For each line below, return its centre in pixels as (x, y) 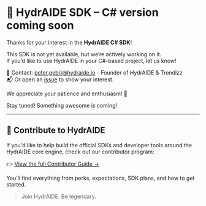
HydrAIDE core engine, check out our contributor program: (80, 152)
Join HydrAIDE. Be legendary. (59, 196)
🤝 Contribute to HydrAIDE (56, 131)
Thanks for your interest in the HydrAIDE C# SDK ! (69, 42)
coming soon (40, 25)
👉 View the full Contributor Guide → (53, 164)
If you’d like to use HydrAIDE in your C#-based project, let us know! (91, 61)
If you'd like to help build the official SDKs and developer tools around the (99, 145)
